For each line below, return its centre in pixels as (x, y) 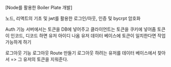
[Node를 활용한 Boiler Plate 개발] (39, 7)
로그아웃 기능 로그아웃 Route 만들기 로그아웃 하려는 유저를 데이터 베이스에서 (81, 53)
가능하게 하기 (18, 42)
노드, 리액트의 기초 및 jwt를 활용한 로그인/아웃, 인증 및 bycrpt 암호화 (73, 18)
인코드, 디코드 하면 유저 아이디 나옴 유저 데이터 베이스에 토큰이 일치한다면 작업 (88, 36)
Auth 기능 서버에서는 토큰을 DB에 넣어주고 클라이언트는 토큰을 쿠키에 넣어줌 (81, 29)
